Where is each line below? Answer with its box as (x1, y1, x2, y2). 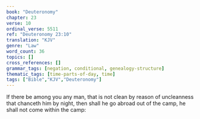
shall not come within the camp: (6, 106, 86, 114)
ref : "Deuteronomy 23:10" (6, 32, 72, 38)
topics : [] (6, 54, 34, 60)
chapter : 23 (6, 15, 36, 21)
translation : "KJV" (6, 37, 56, 43)
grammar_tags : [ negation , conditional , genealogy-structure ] (6, 65, 165, 72)
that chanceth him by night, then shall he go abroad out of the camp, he (6, 100, 186, 107)
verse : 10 (6, 20, 32, 26)
